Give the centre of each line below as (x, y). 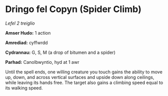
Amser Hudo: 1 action (28, 33)
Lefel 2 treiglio (20, 23)
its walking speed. (24, 88)
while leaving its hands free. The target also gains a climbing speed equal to (84, 82)
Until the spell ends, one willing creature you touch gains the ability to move (84, 72)
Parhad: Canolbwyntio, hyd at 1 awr (42, 62)
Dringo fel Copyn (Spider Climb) (73, 9)
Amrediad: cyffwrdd (26, 42)
